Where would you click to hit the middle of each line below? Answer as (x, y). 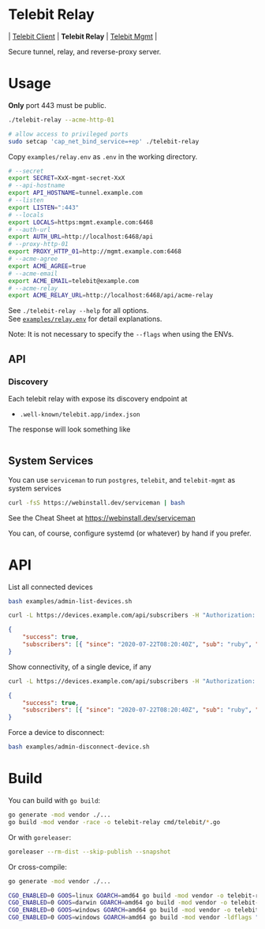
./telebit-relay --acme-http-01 (61, 120)
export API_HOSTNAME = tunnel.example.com (76, 193)
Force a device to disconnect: (56, 733)
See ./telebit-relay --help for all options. (78, 311)
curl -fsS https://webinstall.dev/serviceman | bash (97, 502)
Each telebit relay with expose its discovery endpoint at (98, 398)
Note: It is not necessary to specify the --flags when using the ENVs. (121, 334)
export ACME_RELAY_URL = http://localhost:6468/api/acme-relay (111, 296)
